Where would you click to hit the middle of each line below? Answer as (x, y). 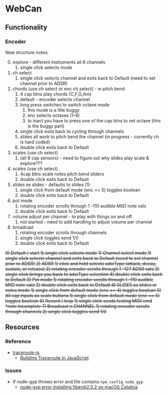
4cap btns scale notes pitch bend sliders (62, 174)
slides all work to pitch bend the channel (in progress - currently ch (90, 136)
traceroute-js (26, 352)
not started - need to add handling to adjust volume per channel (86, 222)
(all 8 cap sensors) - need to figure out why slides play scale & (85, 158)
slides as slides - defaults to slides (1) (51, 184)
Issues (14, 370)
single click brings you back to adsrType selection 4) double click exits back (84, 274)
